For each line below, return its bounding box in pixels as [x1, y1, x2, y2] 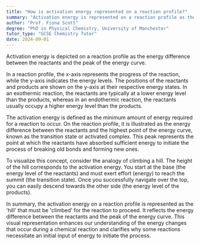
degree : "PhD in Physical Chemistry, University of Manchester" [6, 25, 169, 32]
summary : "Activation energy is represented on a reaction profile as [6, 14, 185, 20]
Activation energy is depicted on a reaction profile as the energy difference [6, 53, 190, 60]
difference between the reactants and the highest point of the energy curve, [6, 126, 193, 134]
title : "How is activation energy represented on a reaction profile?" [6, 8, 187, 15]
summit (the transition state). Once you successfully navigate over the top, [6, 176, 189, 183]
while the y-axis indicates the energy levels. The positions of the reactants [6, 77, 189, 84]
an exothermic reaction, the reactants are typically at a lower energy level [6, 90, 186, 97]
